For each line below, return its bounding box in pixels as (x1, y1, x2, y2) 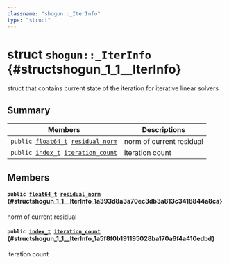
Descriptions (142, 125, 186, 135)
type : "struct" (7, 17, 51, 24)
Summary (7, 104, 51, 116)
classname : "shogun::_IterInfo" (7, 10, 101, 17)
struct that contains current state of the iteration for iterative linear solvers (7, 84, 219, 92)
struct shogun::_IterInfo (7, 47, 151, 63)
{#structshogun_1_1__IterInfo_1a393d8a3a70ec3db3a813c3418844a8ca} (7, 197, 223, 206)
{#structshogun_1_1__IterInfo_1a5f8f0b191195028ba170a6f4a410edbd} (7, 234, 215, 243)
